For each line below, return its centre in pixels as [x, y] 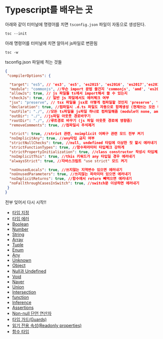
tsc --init [16, 34]
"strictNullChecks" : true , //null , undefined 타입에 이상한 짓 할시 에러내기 [83, 143]
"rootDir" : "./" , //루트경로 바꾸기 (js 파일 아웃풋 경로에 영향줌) [71, 120]
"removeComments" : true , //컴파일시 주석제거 [52, 125]
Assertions [23, 307]
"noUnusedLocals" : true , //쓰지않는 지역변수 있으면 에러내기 [66, 170]
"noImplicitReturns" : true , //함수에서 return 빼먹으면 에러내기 [71, 179]
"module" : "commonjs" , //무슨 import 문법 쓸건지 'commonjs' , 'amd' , [78, 89]
